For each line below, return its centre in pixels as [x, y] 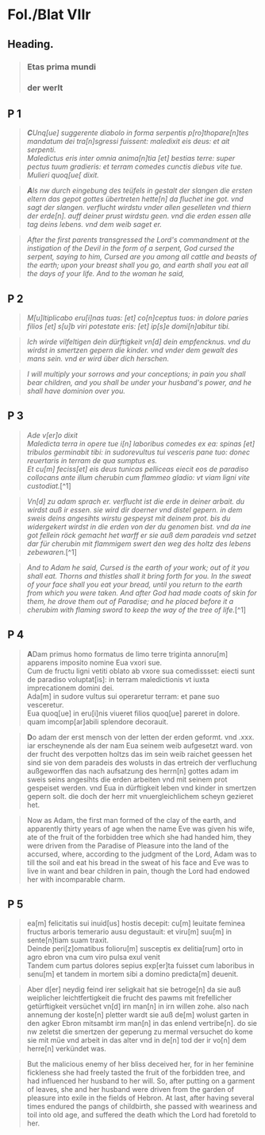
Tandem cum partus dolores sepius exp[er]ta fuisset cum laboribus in [140, 965]
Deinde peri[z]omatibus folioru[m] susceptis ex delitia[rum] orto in [135, 949]
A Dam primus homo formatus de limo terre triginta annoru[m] [127, 653]
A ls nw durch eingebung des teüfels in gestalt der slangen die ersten [140, 191]
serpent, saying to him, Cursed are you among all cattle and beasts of [142, 257]
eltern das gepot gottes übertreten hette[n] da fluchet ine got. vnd [135, 199]
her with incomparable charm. [76, 879]
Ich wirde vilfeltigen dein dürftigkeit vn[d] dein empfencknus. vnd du [138, 342]
